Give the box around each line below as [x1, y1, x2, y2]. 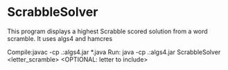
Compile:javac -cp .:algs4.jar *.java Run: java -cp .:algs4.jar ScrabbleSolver [7, 48, 221, 56]
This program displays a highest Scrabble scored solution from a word [7, 27, 208, 35]
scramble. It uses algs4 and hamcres [7, 34, 113, 42]
